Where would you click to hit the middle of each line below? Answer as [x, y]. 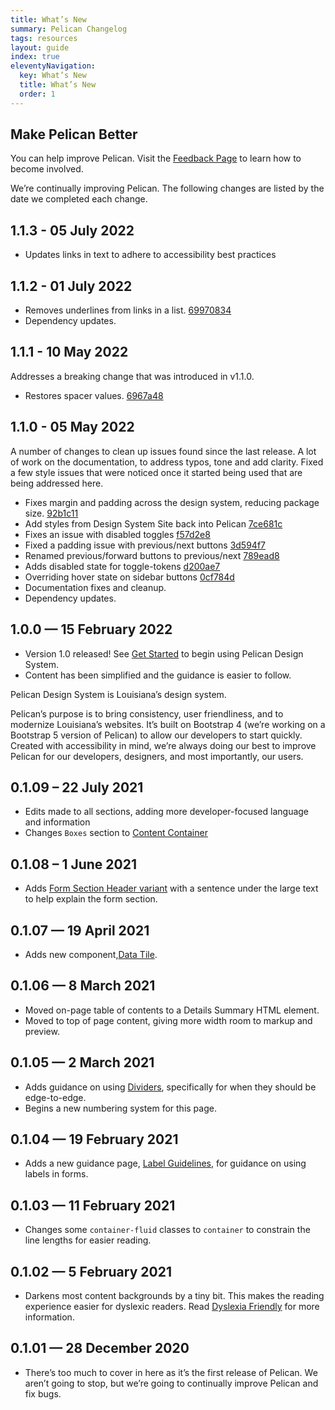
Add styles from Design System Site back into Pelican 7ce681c [153, 523]
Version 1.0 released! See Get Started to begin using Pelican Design [164, 653]
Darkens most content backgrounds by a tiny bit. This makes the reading [174, 1295]
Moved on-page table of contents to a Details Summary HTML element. [172, 1010]
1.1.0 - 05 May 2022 [72, 427]
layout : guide [40, 47]
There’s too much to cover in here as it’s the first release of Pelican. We [171, 1372]
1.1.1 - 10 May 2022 [69, 352]
